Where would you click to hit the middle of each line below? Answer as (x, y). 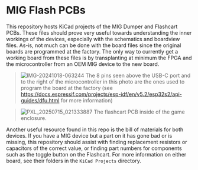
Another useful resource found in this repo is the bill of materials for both (95, 129)
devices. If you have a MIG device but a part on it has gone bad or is (89, 135)
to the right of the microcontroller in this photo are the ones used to (103, 81)
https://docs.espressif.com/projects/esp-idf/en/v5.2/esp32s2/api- (101, 94)
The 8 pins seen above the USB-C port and (138, 75)
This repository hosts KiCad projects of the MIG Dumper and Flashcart (92, 26)
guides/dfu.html (40, 100)
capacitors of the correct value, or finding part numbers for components (94, 148)
